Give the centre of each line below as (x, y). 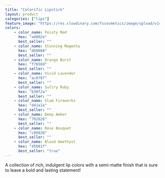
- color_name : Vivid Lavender (45, 74)
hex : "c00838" (33, 133)
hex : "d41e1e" (33, 105)
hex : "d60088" (33, 51)
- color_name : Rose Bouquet (42, 128)
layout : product (22, 14)
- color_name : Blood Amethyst (45, 142)
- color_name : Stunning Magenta (47, 46)
